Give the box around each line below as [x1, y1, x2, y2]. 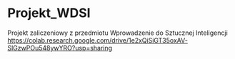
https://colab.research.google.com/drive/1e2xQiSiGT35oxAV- [7, 36, 188, 44]
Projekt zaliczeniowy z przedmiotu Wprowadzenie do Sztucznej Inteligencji [7, 28, 229, 37]
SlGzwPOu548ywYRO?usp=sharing [7, 43, 113, 52]
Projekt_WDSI [7, 5, 91, 21]
